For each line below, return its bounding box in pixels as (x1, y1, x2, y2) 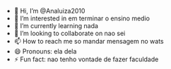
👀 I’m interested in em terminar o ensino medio (13, 14, 151, 23)
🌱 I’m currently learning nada (13, 22, 99, 30)
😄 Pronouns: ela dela (13, 47, 77, 56)
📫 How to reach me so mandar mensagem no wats (13, 37, 164, 45)
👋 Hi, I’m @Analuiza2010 (13, 7, 85, 15)
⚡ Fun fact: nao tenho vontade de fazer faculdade (13, 55, 159, 63)
